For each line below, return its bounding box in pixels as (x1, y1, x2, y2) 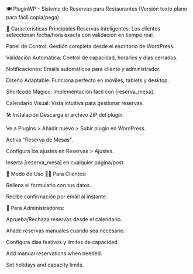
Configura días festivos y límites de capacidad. (6, 239, 119, 245)
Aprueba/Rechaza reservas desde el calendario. (6, 216, 123, 222)
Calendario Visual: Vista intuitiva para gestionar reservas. (6, 100, 144, 106)
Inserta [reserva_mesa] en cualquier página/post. (6, 159, 125, 166)
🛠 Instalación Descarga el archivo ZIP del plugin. (6, 111, 124, 118)
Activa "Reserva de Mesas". (6, 136, 73, 143)
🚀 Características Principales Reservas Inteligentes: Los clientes (6, 25, 161, 32)
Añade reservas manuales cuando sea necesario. (6, 227, 125, 234)
